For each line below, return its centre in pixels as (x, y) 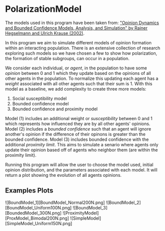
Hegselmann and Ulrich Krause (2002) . (45, 33)
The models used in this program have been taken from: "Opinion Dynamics (82, 23)
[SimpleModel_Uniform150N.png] (39, 223)
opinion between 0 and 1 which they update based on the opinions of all (78, 73)
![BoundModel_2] (123, 202)
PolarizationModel (43, 9)
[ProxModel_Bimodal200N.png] (37, 218)
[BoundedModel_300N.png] (33, 213)
